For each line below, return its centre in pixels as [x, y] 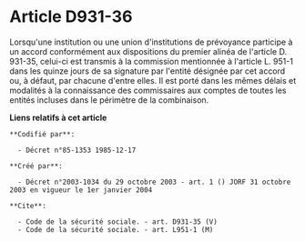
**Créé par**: [36, 166]
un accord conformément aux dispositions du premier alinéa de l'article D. [148, 51]
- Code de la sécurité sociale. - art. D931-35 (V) [118, 222]
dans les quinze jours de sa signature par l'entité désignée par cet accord [147, 71]
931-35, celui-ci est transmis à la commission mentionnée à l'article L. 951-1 [152, 61]
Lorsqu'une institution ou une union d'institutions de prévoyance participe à [151, 42]
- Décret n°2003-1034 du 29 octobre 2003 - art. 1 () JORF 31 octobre [154, 182]
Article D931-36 [71, 17]
